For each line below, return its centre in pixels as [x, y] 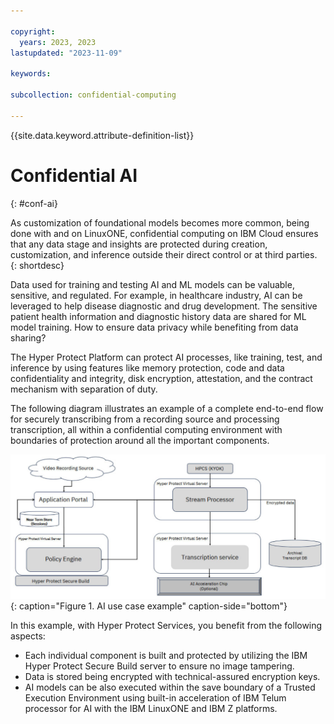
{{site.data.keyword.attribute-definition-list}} [102, 135]
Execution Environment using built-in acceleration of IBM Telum [155, 698]
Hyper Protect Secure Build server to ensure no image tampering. [159, 666]
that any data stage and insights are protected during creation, [139, 244]
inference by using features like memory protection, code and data [147, 367]
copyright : [33, 31]
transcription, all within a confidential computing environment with [146, 429]
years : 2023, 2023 [58, 42]
